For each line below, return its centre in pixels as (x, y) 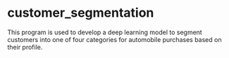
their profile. (25, 47)
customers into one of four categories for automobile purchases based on (114, 39)
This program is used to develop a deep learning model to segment (105, 32)
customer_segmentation (81, 13)
